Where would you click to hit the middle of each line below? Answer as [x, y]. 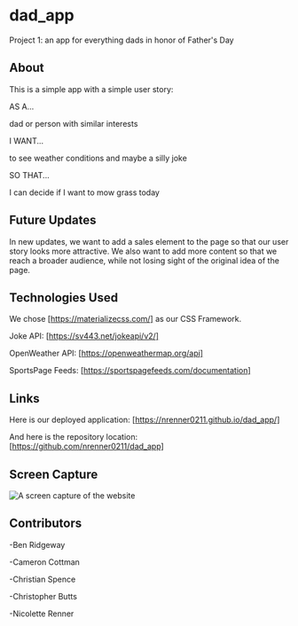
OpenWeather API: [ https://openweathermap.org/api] [106, 353]
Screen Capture [54, 474]
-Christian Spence [43, 579]
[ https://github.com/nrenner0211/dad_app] [86, 446]
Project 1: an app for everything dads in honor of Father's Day [122, 40]
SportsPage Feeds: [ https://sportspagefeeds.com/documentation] [130, 371]
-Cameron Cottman [44, 562]
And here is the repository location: [74, 437]
